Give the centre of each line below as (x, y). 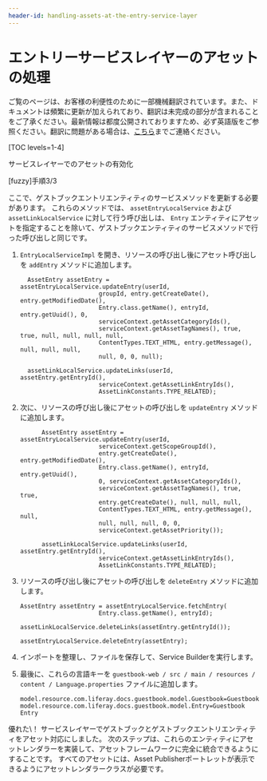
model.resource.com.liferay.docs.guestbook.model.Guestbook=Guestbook (139, 699)
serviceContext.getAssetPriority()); (161, 530)
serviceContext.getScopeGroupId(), (157, 446)
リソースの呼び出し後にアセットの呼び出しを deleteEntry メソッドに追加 (139, 581)
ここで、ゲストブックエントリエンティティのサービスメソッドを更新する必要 (133, 197)
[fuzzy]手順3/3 (33, 180)
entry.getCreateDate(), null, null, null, (170, 502)
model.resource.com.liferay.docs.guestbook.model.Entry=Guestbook (132, 706)
